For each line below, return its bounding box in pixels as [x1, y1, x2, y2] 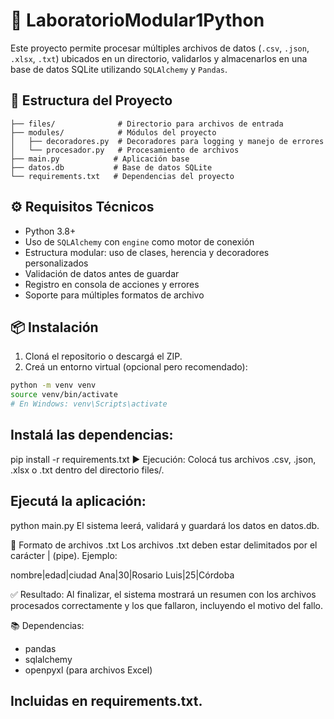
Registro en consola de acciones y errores [24, 278, 200, 290]
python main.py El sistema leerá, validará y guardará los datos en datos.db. [10, 519, 320, 531]
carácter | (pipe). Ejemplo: [10, 549, 118, 561]
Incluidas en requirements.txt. [10, 693, 203, 710]
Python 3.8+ [24, 225, 77, 237]
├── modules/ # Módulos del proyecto [10, 127, 217, 138]
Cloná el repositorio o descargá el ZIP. [24, 350, 183, 363]
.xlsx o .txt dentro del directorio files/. [10, 464, 165, 476]
